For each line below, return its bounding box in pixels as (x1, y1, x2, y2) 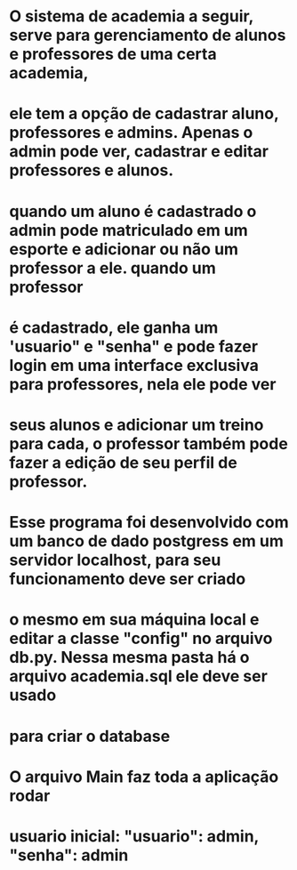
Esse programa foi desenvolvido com (9, 512, 289, 533)
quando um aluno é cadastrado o (9, 201, 257, 222)
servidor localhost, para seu (9, 550, 221, 570)
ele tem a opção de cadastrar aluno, (9, 104, 279, 124)
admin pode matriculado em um (9, 220, 249, 240)
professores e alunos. (9, 160, 174, 181)
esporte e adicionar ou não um (9, 238, 238, 259)
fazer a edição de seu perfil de (9, 452, 237, 472)
